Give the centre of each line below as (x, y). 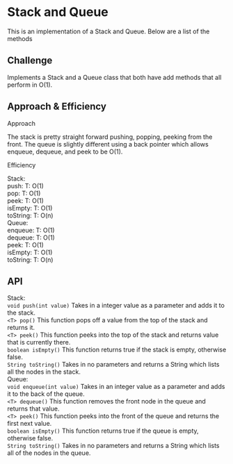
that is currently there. (39, 342)
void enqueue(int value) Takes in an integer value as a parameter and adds (116, 387)
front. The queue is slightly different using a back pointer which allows (108, 144)
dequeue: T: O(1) (31, 238)
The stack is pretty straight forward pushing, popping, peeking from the (110, 137)
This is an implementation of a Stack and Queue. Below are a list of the (109, 31)
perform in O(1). (30, 85)
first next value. (30, 424)
